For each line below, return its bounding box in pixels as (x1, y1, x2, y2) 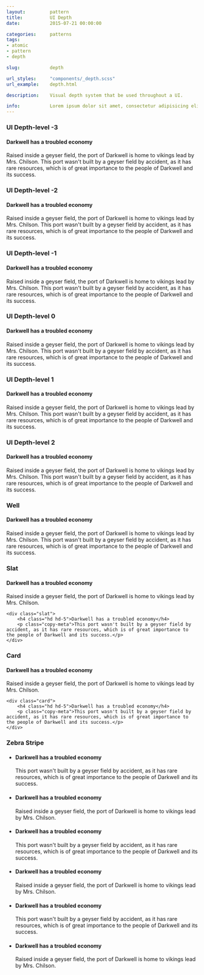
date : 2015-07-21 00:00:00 (6, 20, 102, 26)
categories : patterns (6, 31, 72, 37)
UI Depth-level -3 (6, 123, 58, 132)
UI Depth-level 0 (6, 312, 56, 320)
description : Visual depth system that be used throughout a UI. (6, 92, 183, 98)
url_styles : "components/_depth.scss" (6, 75, 115, 82)
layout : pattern (6, 8, 69, 15)
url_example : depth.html (6, 81, 78, 87)
